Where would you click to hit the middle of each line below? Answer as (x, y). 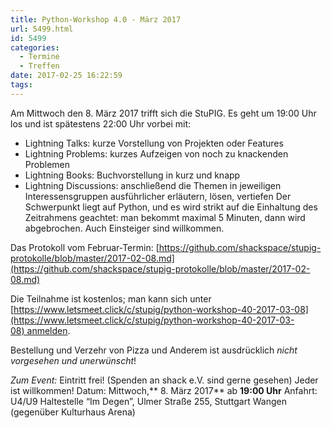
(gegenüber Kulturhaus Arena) (73, 412)
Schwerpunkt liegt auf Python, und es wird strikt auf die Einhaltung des (171, 207)
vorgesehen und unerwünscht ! (73, 360)
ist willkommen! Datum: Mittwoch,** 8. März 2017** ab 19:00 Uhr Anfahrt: (164, 390)
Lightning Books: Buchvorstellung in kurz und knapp (132, 175)
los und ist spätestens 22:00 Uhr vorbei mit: (101, 123)
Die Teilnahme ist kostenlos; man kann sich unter (111, 298)
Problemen (47, 164)
